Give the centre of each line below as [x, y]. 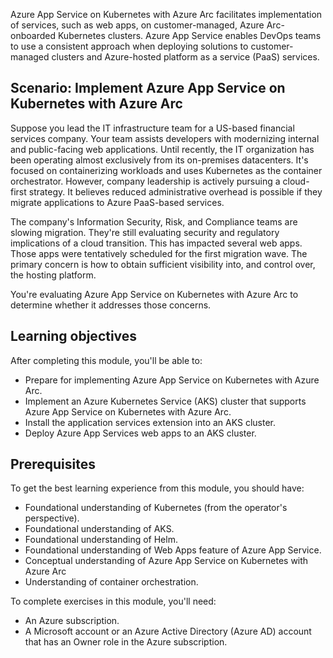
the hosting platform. [53, 275]
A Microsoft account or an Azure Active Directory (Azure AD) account [168, 631]
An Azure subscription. [72, 621]
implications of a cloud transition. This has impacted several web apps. [156, 243]
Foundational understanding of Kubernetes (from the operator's [156, 508]
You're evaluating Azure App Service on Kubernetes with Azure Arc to [154, 294]
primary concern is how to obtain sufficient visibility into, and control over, [163, 264]
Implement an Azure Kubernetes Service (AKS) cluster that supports [165, 401]
